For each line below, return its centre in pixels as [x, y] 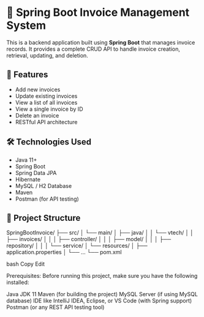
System [26, 25]
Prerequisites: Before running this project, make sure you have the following [102, 276]
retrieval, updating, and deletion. [47, 55]
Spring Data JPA [36, 173]
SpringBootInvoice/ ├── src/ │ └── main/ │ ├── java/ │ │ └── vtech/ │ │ [100, 233]
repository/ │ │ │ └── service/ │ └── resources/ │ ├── [77, 246]
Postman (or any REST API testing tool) [55, 307]
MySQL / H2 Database [43, 185]
